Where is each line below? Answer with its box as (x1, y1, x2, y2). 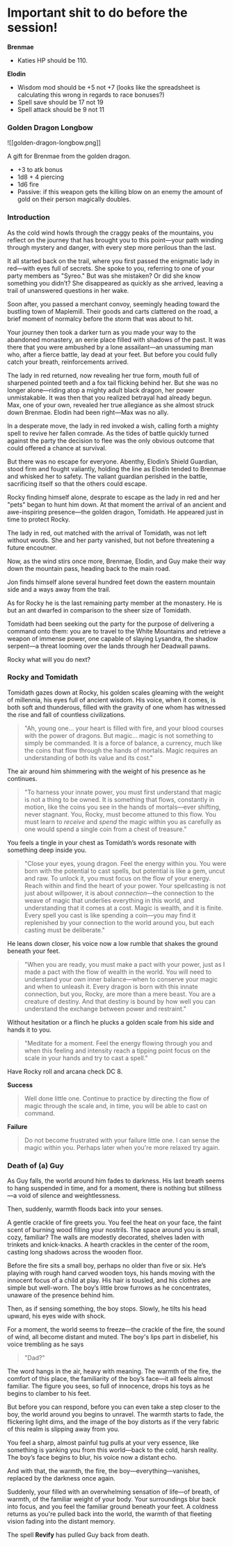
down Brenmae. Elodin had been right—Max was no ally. (7, 408, 169, 416)
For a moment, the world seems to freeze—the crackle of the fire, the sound (7, 1325, 225, 1334)
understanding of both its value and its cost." (24, 753, 153, 762)
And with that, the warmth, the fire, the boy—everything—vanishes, (7, 1467, 200, 1475)
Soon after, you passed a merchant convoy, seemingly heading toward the (7, 299, 220, 308)
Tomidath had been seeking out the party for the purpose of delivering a (7, 620, 214, 628)
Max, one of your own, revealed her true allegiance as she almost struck (7, 400, 214, 409)
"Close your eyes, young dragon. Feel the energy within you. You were (24, 859, 227, 867)
